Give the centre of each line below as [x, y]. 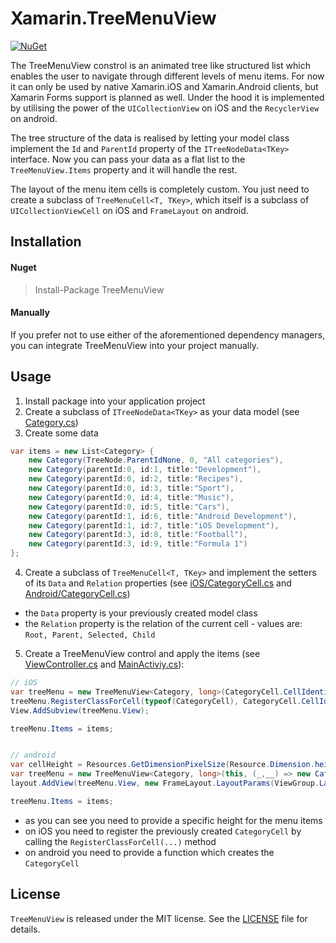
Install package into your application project [115, 401]
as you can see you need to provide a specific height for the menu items [173, 820]
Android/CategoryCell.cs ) [77, 594]
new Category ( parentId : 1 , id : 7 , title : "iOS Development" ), [154, 525]
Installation [46, 242]
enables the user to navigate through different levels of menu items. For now [167, 76]
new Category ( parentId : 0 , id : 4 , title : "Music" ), [131, 497]
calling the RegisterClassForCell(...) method [120, 841]
